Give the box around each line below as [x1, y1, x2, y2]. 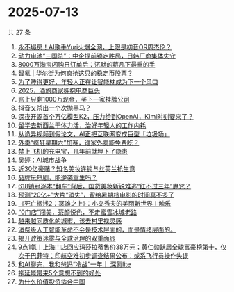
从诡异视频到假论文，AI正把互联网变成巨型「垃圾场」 [17, 129, 171, 138]
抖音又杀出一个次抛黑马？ [17, 104, 92, 112]
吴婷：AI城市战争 [17, 156, 67, 164]
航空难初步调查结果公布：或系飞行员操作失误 [60, 251, 189, 259]
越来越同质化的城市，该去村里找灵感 [17, 216, 122, 225]
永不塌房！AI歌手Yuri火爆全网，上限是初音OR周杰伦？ [17, 42, 172, 51]
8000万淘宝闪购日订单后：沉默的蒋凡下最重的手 [17, 60, 156, 68]
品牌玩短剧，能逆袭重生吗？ [17, 173, 98, 181]
